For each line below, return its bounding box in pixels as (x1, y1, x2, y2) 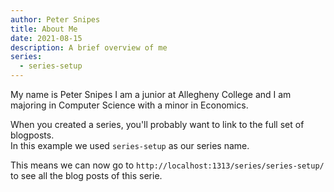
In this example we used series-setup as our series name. (10, 140, 250, 151)
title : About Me (10, 24, 78, 34)
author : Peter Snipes (10, 14, 101, 25)
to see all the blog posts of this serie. (10, 170, 163, 181)
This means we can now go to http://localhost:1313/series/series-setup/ (10, 159, 325, 171)
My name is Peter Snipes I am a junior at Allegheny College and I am (10, 89, 292, 100)
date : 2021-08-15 (10, 33, 83, 43)
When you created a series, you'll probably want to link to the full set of (10, 119, 305, 130)
